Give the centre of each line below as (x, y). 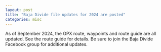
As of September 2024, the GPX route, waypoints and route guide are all (81, 34)
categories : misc (24, 19)
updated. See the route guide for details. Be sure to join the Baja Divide (79, 39)
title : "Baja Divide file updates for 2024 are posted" (65, 15)
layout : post (19, 10)
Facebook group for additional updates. (46, 44)
